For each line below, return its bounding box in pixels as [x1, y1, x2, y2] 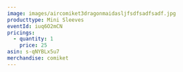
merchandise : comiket [7, 55, 69, 62]
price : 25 [19, 42, 48, 49]
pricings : [7, 29, 36, 36]
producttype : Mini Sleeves [7, 16, 84, 23]
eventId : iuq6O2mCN [7, 23, 63, 29]
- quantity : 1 [13, 36, 53, 43]
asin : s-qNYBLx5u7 [7, 49, 60, 56]
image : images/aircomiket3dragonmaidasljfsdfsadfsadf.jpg [7, 10, 176, 17]
